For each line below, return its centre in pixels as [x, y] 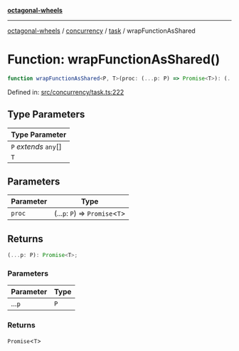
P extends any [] [36, 147]
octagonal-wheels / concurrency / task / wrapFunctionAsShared [101, 31]
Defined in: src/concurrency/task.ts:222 [66, 92]
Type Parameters [46, 114]
